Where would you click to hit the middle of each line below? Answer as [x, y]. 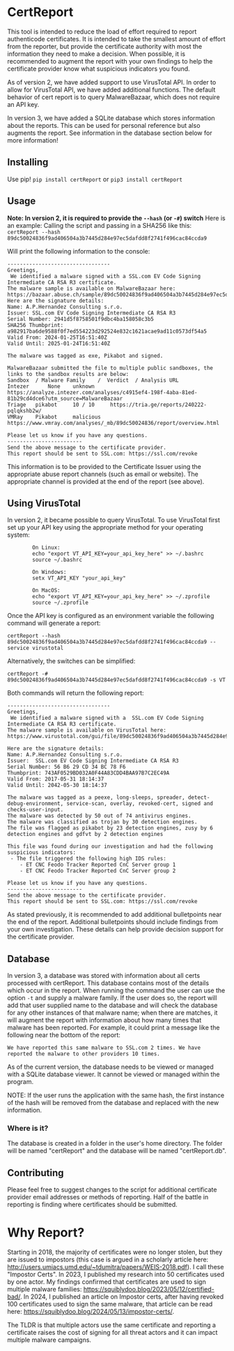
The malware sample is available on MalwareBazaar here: [92, 288]
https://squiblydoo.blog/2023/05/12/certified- [149, 1289]
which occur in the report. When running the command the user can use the [116, 990]
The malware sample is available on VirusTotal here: [87, 730]
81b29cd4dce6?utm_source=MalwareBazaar [65, 398]
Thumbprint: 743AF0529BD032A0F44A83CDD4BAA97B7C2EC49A [88, 773]
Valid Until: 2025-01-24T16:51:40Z [59, 343]
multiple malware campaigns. [49, 1340]
